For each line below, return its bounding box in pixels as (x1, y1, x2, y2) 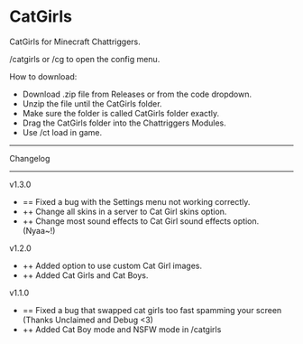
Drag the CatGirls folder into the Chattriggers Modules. (22, 117, 227, 128)
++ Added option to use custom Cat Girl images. (22, 260, 203, 271)
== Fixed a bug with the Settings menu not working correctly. (22, 196, 251, 207)
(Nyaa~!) (22, 225, 56, 236)
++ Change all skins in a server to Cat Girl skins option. (22, 206, 227, 217)
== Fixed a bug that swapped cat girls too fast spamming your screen (22, 304, 282, 315)
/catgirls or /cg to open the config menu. (9, 53, 161, 64)
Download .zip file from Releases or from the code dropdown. (22, 88, 252, 99)
